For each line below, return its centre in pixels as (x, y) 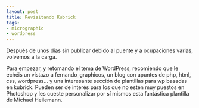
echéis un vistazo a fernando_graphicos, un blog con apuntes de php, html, (99, 75)
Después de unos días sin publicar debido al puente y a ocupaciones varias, (100, 50)
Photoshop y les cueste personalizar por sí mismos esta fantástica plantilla (98, 94)
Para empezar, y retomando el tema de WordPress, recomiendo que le (92, 68)
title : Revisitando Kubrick (41, 17)
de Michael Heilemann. (34, 100)
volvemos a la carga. (32, 57)
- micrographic (25, 28)
